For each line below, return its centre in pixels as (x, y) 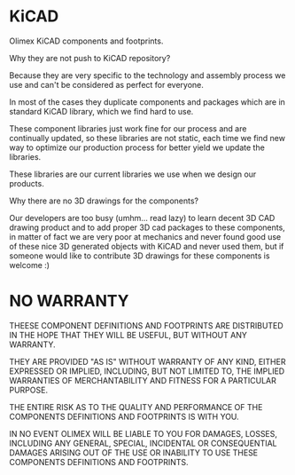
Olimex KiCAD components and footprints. (86, 41)
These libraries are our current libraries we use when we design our (133, 174)
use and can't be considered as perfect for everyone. (106, 84)
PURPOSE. (29, 390)
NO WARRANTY (69, 301)
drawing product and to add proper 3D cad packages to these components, (147, 227)
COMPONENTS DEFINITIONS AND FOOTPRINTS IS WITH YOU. (124, 416)
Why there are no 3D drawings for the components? (104, 201)
